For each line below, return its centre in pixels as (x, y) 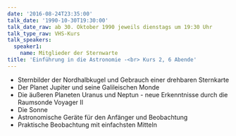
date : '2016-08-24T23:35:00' (50, 14)
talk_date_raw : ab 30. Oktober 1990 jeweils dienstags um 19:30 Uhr (110, 27)
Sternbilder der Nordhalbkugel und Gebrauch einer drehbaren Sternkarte (123, 80)
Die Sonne (32, 109)
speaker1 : (28, 47)
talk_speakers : (30, 40)
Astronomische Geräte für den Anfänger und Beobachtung (103, 117)
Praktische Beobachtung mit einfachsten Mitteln (87, 125)
